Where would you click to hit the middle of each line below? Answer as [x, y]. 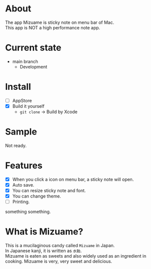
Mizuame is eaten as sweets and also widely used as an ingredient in [76, 256]
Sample [21, 132]
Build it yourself [28, 106]
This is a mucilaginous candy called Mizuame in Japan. [60, 246]
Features [24, 166]
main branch [25, 61]
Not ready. [16, 145]
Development [33, 67]
